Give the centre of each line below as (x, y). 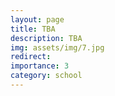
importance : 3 (40, 66)
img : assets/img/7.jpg (57, 47)
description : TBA (46, 38)
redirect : (31, 57)
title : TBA (33, 29)
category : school (46, 76)
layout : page (37, 19)
